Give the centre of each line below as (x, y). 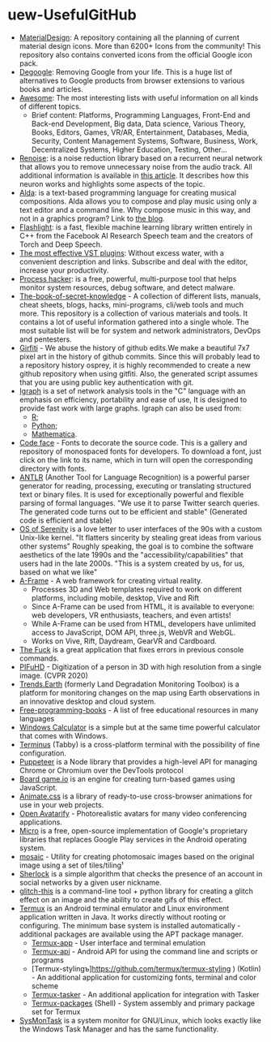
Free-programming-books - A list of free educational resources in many (139, 710)
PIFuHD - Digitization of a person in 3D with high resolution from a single (140, 666)
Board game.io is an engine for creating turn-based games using (127, 779)
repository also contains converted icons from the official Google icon (135, 54)
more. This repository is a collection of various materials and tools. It (133, 313)
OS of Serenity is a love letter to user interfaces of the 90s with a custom (140, 528)
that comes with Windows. (64, 735)
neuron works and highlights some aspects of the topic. (112, 183)
